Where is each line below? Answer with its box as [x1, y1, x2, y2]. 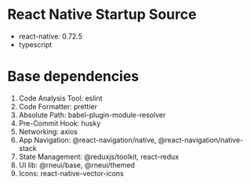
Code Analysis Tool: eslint [18, 93, 103, 103]
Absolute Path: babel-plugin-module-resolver [18, 110, 166, 120]
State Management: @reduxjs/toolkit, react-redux [18, 152, 180, 161]
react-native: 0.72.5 [18, 31, 83, 41]
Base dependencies [7, 68, 140, 86]
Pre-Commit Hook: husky [18, 118, 101, 127]
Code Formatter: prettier [18, 101, 97, 111]
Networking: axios [18, 127, 78, 136]
